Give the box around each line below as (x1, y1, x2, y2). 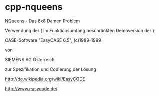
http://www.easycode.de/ (5, 85, 58, 91)
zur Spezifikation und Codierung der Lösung (5, 66, 96, 72)
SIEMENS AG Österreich (5, 56, 55, 62)
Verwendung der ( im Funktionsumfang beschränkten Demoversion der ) (5, 27, 154, 33)
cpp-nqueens (5, 1, 63, 13)
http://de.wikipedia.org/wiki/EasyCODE (5, 76, 86, 82)
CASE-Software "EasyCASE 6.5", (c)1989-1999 (5, 37, 101, 43)
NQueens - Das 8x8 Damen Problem (5, 18, 80, 24)
